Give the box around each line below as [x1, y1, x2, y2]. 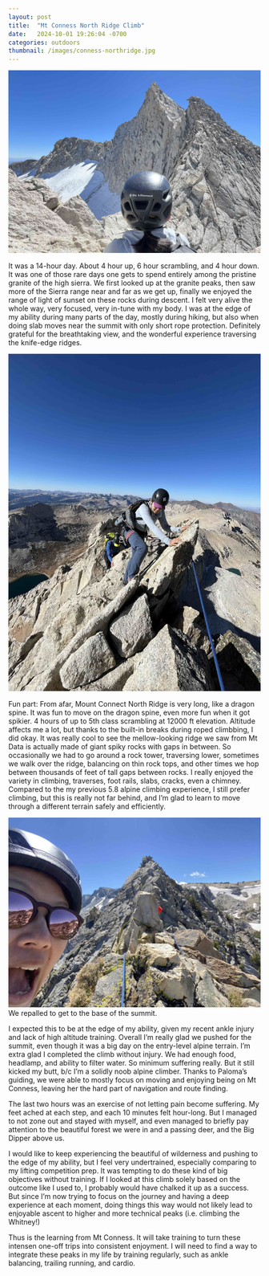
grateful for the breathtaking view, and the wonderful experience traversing [8, 329, 257, 339]
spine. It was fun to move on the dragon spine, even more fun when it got [8, 707, 251, 718]
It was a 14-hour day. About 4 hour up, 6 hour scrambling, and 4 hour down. [8, 261, 260, 271]
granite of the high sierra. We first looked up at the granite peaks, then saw [8, 278, 256, 288]
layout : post [8, 13, 52, 21]
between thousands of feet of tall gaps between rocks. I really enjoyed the [8, 768, 254, 777]
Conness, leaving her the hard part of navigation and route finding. [8, 1084, 228, 1094]
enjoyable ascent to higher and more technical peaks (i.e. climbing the [8, 1209, 240, 1218]
